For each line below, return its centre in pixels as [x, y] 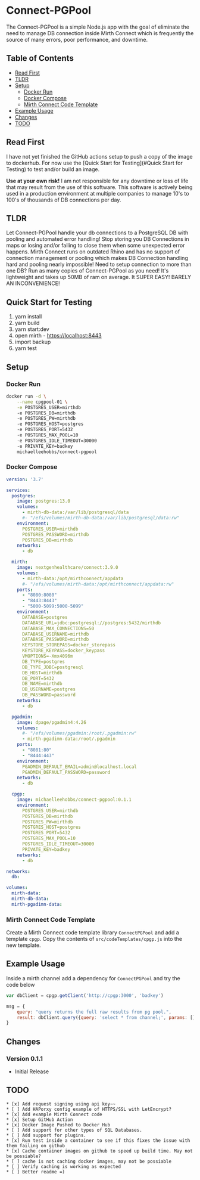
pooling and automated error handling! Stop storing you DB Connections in [98, 239]
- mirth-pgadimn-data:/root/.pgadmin [69, 739]
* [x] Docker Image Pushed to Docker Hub [58, 1125]
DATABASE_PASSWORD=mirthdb [55, 639]
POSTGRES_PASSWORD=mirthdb [55, 534]
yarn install [28, 317]
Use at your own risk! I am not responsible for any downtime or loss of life [97, 181]
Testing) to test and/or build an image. [53, 169]
